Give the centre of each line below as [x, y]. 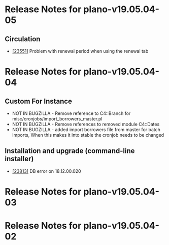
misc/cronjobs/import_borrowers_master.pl [57, 119]
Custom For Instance [38, 101]
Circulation [23, 39]
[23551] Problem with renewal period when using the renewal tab [80, 51]
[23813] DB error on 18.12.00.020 [47, 171]
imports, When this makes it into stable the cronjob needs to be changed [88, 135]
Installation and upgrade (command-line [70, 151]
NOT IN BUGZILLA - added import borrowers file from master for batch [86, 130]
